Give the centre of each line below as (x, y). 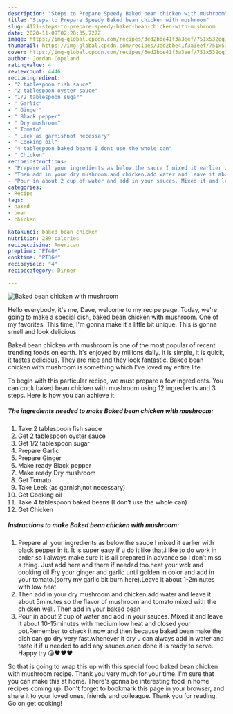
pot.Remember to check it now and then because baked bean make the (120, 631)
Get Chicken (36, 509)
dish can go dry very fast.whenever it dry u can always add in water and (121, 638)
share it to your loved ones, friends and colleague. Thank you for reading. (112, 695)
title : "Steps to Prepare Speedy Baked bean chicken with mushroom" (109, 20)
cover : (17, 53)
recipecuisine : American (44, 245)
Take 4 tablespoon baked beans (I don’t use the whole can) (102, 502)
